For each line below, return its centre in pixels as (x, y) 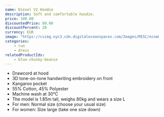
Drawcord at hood (30, 73)
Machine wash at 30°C (35, 94)
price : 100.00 (20, 19)
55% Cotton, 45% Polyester (40, 89)
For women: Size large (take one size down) (56, 110)
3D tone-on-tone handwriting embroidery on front (62, 78)
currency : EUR (20, 32)
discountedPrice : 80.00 (29, 23)
